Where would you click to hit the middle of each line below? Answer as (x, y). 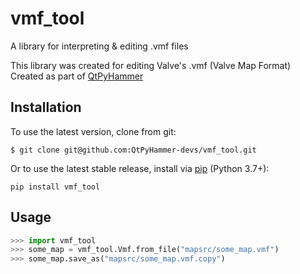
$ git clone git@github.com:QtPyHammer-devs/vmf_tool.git (133, 150)
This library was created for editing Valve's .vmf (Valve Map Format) (151, 65)
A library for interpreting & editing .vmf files (99, 46)
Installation (46, 107)
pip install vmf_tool (55, 187)
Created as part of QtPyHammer (77, 76)
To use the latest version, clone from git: (93, 131)
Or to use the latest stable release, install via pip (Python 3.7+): (140, 168)
